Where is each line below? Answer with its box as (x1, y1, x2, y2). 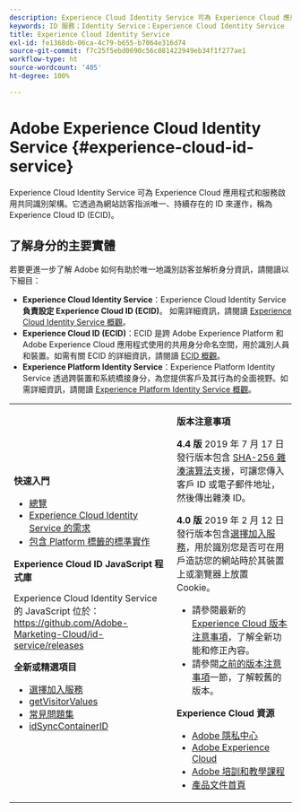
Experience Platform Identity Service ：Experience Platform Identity (21, 361, 276, 372)
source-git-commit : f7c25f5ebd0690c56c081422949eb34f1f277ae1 (9, 47, 246, 56)
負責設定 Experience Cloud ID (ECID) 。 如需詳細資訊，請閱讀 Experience (21, 305, 292, 316)
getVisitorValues (29, 694, 99, 707)
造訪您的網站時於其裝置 (185, 554, 285, 566)
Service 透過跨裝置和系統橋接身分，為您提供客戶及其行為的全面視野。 (21, 372, 280, 383)
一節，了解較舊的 (209, 670, 282, 683)
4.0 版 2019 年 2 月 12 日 (176, 513, 285, 526)
